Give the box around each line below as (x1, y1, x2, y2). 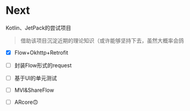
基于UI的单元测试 (14, 74, 57, 82)
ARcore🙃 (14, 98, 38, 106)
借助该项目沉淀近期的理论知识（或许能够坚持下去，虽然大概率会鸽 (20, 37, 184, 44)
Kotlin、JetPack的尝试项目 (5, 24, 72, 31)
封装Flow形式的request (14, 62, 72, 69)
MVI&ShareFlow (14, 86, 55, 94)
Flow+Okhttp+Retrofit (14, 49, 69, 56)
